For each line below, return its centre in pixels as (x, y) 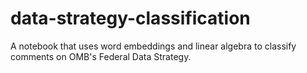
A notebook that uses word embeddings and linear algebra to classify (153, 46)
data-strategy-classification (130, 18)
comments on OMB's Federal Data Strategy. (101, 56)
